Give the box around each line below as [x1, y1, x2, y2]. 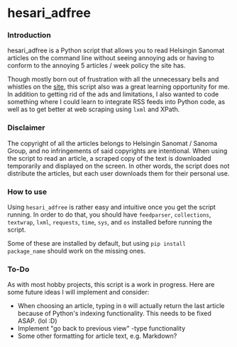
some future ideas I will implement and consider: [7, 288, 150, 297]
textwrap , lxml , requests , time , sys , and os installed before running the [7, 218, 213, 227]
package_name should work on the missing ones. [7, 246, 146, 256]
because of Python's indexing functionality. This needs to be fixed [17, 309, 211, 318]
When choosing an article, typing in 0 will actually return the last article [17, 302, 225, 310]
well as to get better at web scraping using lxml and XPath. [7, 105, 180, 114]
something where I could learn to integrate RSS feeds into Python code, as [7, 98, 226, 106]
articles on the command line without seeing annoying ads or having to [7, 54, 215, 62]
